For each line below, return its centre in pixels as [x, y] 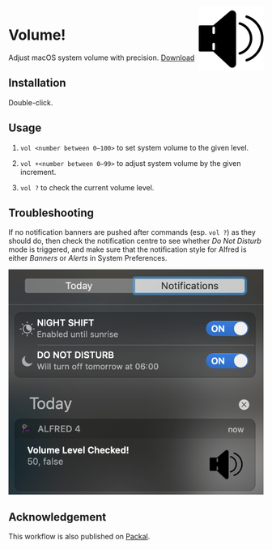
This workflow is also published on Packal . [79, 537]
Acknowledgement [57, 517]
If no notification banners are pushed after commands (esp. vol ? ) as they [132, 232]
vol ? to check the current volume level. [87, 187]
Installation [37, 83]
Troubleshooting [51, 213]
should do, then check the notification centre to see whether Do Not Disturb [135, 241]
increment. [38, 172]
